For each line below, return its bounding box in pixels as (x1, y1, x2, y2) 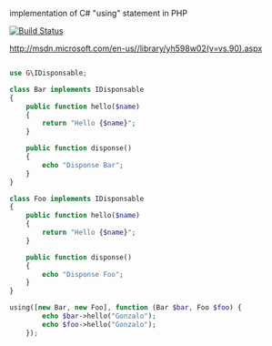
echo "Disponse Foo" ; (42, 270, 125, 279)
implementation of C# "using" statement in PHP (9, 8, 188, 18)
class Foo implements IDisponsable (9, 194, 145, 203)
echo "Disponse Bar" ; (42, 160, 125, 169)
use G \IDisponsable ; (9, 68, 88, 77)
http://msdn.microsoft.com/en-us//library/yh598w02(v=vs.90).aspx (9, 43, 263, 54)
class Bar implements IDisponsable (9, 85, 145, 94)
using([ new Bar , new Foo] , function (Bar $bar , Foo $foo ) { (9, 303, 243, 312)
